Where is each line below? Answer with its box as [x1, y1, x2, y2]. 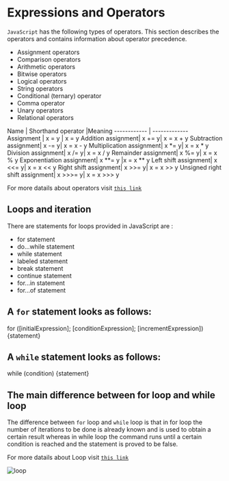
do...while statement [16, 242, 75, 251]
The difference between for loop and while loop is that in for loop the [7, 418, 203, 426]
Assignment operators [16, 48, 80, 56]
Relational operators [16, 113, 74, 121]
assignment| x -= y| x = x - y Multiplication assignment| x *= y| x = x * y [7, 141, 209, 149]
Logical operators [16, 77, 67, 85]
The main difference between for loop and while [7, 389, 215, 401]
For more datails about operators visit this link [7, 184, 142, 192]
